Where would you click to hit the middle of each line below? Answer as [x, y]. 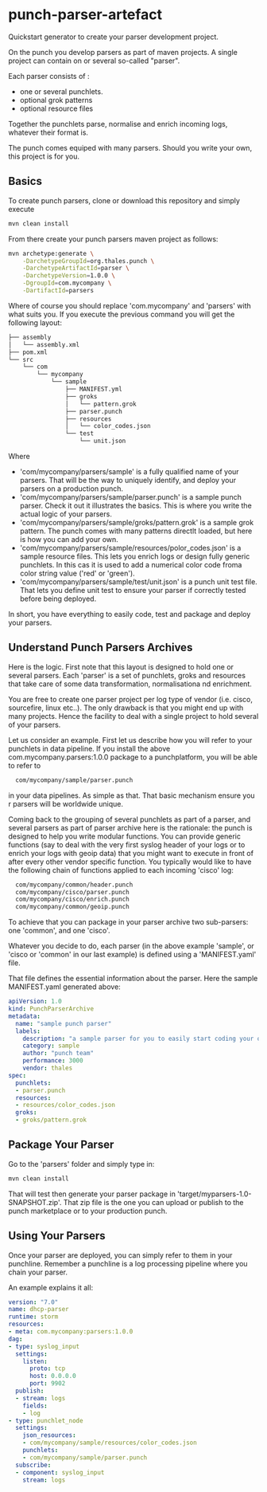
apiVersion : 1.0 [35, 1002]
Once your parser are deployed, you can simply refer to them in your [120, 1255]
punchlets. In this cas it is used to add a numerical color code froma [131, 565]
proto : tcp [47, 1368]
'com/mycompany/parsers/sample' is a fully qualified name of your [130, 471]
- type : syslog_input [44, 1346]
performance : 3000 [53, 1061]
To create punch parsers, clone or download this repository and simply [124, 200]
